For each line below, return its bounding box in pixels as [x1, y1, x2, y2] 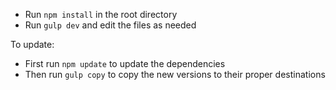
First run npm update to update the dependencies [24, 58, 226, 69]
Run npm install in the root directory [24, 9, 178, 20]
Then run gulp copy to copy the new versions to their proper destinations [24, 69, 326, 80]
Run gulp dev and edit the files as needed [24, 19, 197, 31]
